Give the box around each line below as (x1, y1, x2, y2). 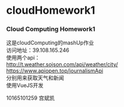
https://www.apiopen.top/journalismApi (6, 67, 104, 75)
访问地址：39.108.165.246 (6, 47, 69, 54)
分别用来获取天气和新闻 (6, 74, 64, 81)
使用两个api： (6, 54, 40, 62)
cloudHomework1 (6, 4, 96, 17)
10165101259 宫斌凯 (6, 94, 55, 102)
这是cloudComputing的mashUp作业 (6, 39, 94, 47)
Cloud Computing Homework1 (6, 25, 96, 33)
